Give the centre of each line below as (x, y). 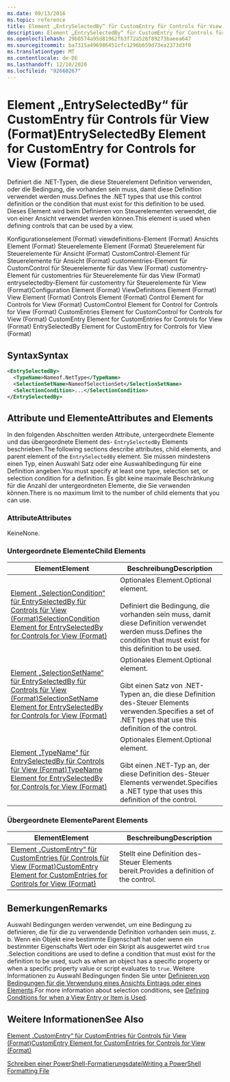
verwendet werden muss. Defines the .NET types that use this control (104, 197)
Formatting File (28, 1070)
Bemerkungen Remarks (57, 908)
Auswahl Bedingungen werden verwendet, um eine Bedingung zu (99, 925)
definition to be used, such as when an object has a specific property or (108, 961)
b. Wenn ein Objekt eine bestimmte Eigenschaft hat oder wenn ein (100, 939)
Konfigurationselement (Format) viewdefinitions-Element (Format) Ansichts (113, 239)
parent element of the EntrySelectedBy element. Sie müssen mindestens (109, 456)
